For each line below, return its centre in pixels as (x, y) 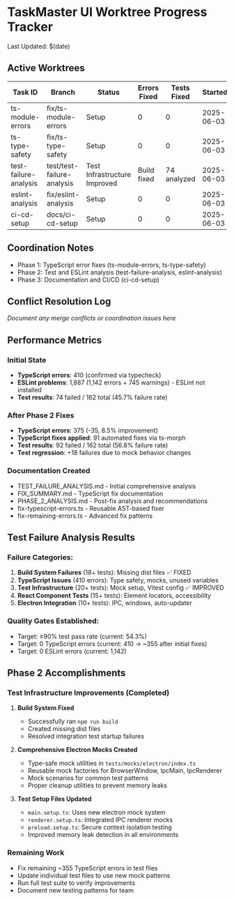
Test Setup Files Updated (54, 799)
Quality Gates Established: (53, 621)
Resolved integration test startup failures (86, 737)
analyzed (180, 178)
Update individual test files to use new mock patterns (94, 875)
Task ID (25, 92)
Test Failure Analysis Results (71, 538)
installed (29, 390)
